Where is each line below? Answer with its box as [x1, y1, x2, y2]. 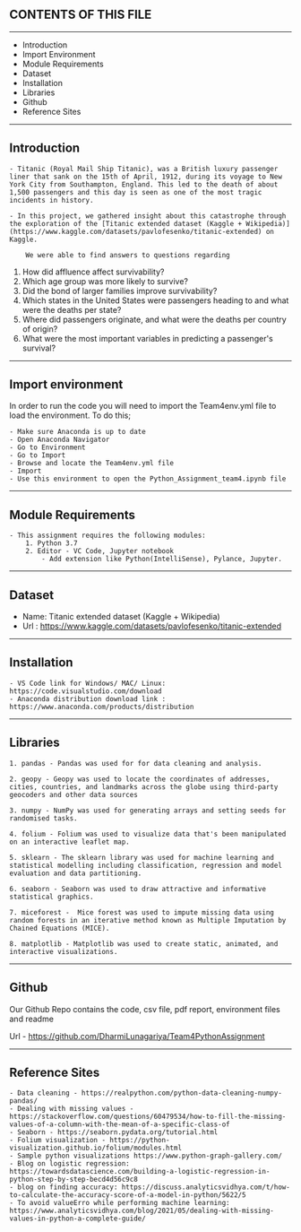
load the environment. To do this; [9, 410, 132, 421]
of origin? [21, 323, 58, 334]
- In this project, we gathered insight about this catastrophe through [9, 211, 287, 221]
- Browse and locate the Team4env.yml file [9, 459, 175, 468]
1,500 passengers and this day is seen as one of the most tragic [9, 187, 262, 196]
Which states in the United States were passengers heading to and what [21, 295, 289, 306]
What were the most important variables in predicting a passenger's [21, 333, 273, 343]
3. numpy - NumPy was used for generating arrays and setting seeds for [9, 806, 287, 815]
